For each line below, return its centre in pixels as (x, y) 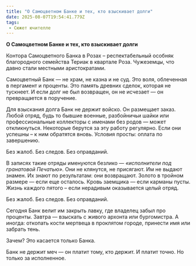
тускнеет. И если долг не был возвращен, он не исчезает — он (85, 92)
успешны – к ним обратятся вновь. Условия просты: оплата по (84, 134)
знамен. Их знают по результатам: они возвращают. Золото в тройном (95, 175)
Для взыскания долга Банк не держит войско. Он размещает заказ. (91, 109)
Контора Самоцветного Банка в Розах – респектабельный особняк (90, 56)
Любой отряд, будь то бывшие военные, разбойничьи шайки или (87, 116)
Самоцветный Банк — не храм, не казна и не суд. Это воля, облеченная (97, 80)
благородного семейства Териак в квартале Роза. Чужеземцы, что (90, 62)
